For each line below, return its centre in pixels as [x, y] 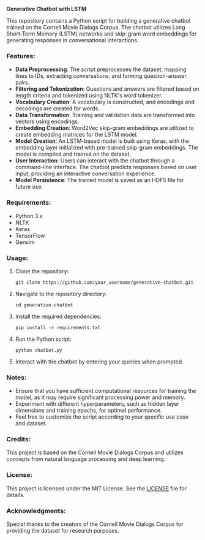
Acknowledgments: [36, 511]
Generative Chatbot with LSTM [47, 9]
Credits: [19, 439]
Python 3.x [29, 216]
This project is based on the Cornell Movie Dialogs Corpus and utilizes [95, 452]
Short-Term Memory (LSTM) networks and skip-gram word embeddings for [102, 34]
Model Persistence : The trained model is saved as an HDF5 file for [99, 180]
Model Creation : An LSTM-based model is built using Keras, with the [102, 141]
